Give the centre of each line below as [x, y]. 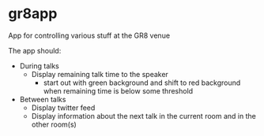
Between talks [43, 99]
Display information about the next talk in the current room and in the [144, 116]
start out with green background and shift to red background [142, 83]
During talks [39, 66]
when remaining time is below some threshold [118, 90]
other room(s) [54, 124]
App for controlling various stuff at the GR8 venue [89, 35]
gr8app [33, 14]
